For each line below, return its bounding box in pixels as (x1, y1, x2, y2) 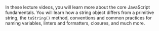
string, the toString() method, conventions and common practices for (5, 15, 152, 20)
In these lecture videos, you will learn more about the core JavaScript (5, 4, 150, 10)
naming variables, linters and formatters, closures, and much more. (5, 20, 145, 26)
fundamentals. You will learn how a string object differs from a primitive (5, 9, 154, 15)
